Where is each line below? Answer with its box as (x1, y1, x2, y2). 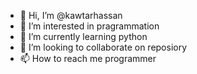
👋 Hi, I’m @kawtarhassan (19, 10, 123, 21)
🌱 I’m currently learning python (19, 31, 148, 42)
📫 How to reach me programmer (19, 53, 157, 64)
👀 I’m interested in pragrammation (19, 20, 160, 32)
